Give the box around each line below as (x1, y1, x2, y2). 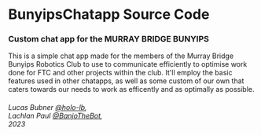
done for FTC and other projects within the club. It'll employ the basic (8, 68, 233, 78)
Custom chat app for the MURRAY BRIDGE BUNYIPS (8, 34, 210, 45)
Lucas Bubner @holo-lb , (8, 103, 88, 112)
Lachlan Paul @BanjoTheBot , (8, 111, 103, 121)
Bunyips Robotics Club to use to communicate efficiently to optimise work (8, 60, 248, 69)
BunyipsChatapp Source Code (8, 5, 210, 24)
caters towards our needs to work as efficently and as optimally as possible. (8, 85, 255, 94)
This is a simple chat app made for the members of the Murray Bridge (8, 51, 234, 60)
